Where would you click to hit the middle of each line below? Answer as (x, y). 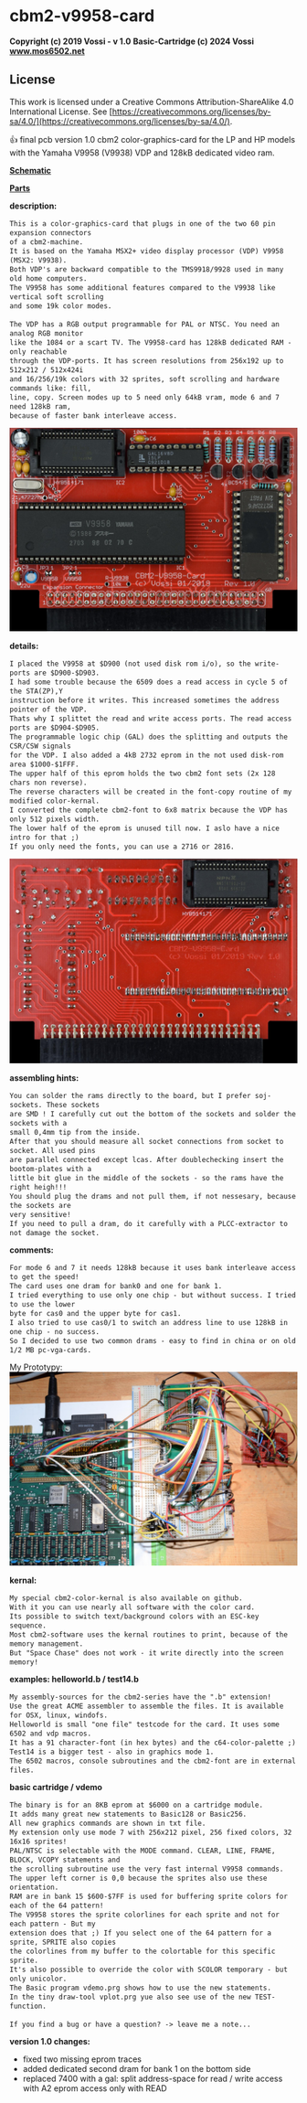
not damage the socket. (55, 1233)
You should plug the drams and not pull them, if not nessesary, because (153, 1197)
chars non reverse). (49, 783)
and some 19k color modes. (61, 306)
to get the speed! (44, 1277)
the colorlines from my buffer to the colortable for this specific (143, 1952)
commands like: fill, (51, 388)
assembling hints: (44, 1078)
